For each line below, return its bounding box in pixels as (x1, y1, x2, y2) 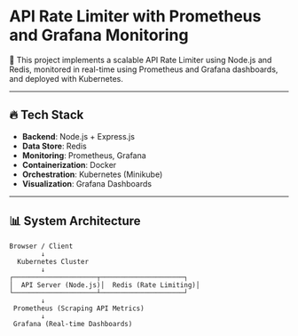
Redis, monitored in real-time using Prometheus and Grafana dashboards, (9, 64, 278, 75)
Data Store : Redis (21, 140, 87, 151)
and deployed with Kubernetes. (9, 73, 124, 84)
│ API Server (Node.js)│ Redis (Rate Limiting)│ (9, 280, 200, 290)
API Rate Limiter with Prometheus (9, 6, 262, 27)
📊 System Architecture (9, 213, 141, 228)
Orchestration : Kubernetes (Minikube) (21, 169, 163, 180)
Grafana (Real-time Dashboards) (12, 319, 133, 328)
